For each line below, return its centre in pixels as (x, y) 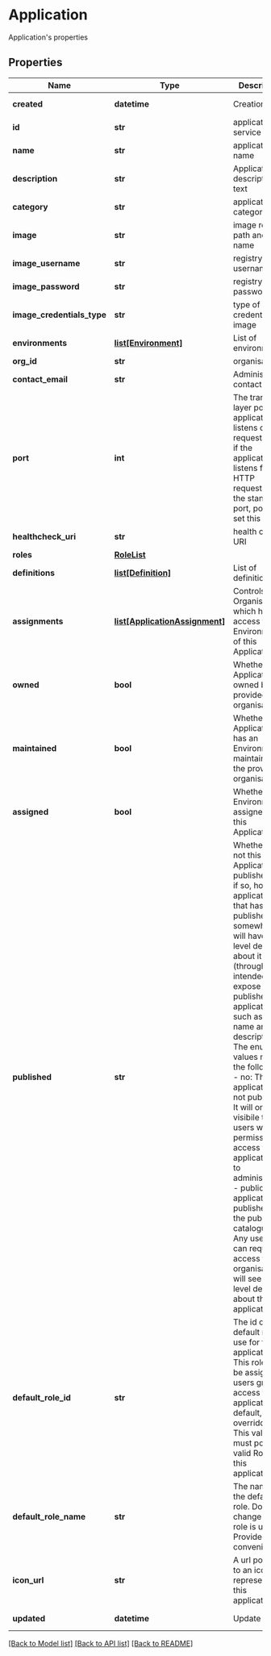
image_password (46, 286)
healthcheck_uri (44, 536)
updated (29, 1618)
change (247, 1516)
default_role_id (42, 1397)
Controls (249, 590)
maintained (35, 748)
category (30, 206)
